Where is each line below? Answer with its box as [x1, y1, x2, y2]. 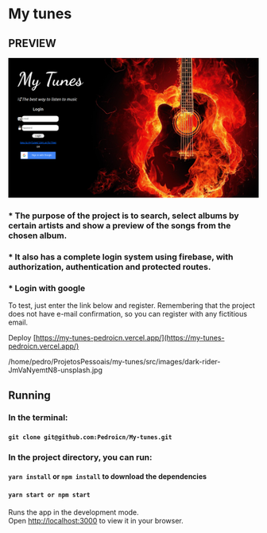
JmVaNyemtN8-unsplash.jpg [8, 365, 103, 375]
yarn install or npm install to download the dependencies [8, 471, 207, 481]
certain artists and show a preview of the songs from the [8, 220, 231, 231]
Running [8, 388, 52, 402]
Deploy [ [8, 333, 37, 343]
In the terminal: [8, 412, 68, 423]
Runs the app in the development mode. [8, 507, 139, 517]
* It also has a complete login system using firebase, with [8, 251, 234, 263]
